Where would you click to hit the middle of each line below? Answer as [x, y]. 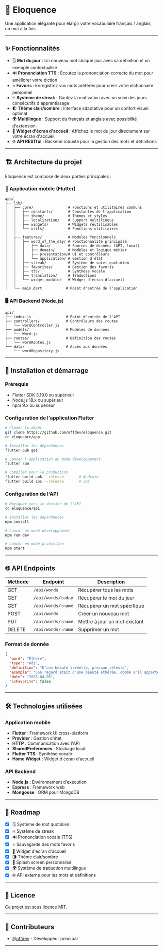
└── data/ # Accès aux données [56, 347]
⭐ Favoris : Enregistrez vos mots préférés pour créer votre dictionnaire [83, 85]
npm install [17, 522]
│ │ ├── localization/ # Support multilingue [59, 220]
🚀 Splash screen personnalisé [42, 862]
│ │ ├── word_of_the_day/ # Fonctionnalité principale [66, 241]
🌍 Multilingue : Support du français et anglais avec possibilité [74, 119]
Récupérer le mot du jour [106, 598]
